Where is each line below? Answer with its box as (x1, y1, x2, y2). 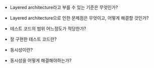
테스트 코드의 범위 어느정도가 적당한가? (10, 25, 86, 31)
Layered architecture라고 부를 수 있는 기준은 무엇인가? (10, 4, 118, 10)
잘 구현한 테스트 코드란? (10, 36, 57, 42)
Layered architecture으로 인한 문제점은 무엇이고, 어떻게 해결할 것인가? (10, 15, 149, 21)
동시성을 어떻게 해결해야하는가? (10, 57, 72, 63)
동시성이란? (10, 47, 33, 52)
